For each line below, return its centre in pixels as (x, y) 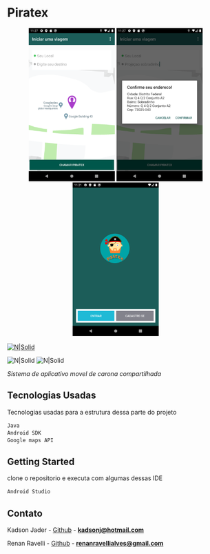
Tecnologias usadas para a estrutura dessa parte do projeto (92, 412)
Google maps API (30, 440)
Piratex (28, 13)
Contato (25, 513)
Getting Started (41, 461)
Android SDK (24, 433)
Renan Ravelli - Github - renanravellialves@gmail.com (85, 543)
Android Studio (29, 492)
